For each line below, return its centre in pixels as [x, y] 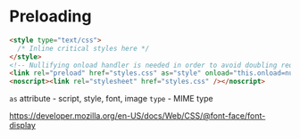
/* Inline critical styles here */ [83, 48]
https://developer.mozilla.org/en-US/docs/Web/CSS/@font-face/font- [137, 116]
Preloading [50, 16]
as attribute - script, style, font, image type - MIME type [111, 99]
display [22, 126]
